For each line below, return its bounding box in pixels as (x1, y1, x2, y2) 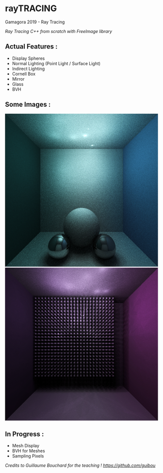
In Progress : (5, 430, 44, 438)
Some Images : (5, 101, 51, 109)
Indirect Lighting (12, 66, 45, 71)
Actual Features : (5, 42, 58, 51)
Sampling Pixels (12, 453, 44, 459)
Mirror (12, 76, 25, 82)
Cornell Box (12, 71, 35, 77)
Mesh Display (12, 443, 40, 449)
